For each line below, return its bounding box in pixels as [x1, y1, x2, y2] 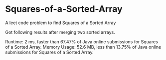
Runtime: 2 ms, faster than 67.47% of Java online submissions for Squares [5, 38, 158, 45]
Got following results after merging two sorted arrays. [5, 29, 116, 35]
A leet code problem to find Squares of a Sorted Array [5, 20, 116, 26]
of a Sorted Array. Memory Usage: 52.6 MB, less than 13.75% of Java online [5, 44, 162, 50]
